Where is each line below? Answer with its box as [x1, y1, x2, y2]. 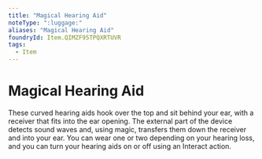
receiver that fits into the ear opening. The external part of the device [8, 116, 233, 126]
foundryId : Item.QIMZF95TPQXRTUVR [8, 33, 122, 42]
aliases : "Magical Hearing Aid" [8, 26, 114, 34]
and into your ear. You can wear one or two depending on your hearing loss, [8, 133, 255, 142]
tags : [8, 41, 26, 49]
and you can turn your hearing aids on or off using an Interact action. [8, 141, 232, 150]
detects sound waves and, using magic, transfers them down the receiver [8, 124, 246, 134]
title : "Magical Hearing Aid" [8, 11, 108, 20]
